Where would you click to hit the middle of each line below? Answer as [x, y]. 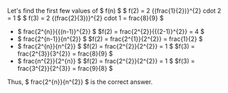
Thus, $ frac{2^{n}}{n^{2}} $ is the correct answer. [80, 82]
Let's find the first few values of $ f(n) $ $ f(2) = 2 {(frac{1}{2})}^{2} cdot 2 [114, 11]
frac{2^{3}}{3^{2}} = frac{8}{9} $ [65, 53]
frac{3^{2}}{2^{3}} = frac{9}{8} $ [65, 68]
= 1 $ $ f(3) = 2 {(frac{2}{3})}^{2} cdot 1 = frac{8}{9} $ [85, 18]
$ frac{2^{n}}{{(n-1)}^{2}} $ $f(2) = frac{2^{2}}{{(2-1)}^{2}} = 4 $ [111, 32]
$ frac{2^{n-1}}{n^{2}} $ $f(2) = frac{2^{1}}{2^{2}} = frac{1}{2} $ [110, 39]
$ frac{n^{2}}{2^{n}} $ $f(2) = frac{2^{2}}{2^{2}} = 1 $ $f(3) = [106, 61]
